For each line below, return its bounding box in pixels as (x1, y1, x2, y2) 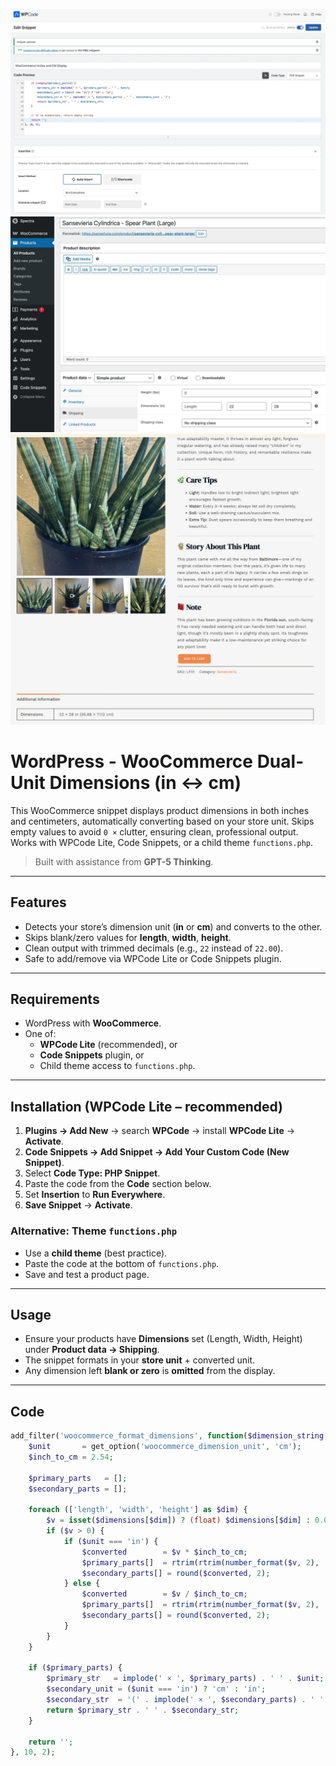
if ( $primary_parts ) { (28, 1663, 123, 1673)
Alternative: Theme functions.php (10, 1224, 178, 1238)
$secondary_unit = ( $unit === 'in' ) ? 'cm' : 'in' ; (46, 1684, 267, 1694)
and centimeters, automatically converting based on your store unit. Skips (10, 815, 315, 827)
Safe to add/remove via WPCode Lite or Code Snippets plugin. (24, 952, 282, 964)
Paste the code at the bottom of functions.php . (24, 1257, 220, 1269)
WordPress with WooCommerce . (24, 1017, 162, 1029)
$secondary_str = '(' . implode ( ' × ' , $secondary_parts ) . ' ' (46, 1695, 325, 1705)
